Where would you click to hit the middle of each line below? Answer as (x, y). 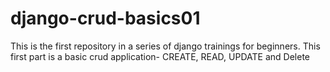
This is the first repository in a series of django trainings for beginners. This (165, 46)
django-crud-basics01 (105, 18)
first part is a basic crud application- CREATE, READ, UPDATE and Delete (160, 56)
